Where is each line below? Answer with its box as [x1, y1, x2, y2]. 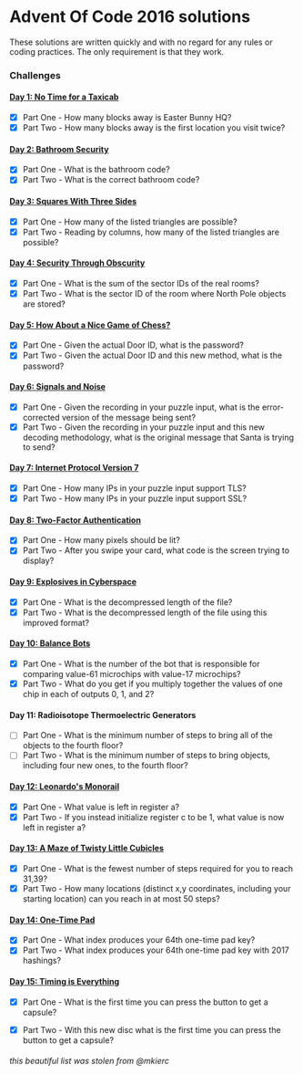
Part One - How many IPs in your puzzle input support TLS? [22, 483, 247, 494]
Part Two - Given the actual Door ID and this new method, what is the [22, 350, 283, 361]
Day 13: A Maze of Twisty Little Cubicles [9, 842, 164, 854]
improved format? [22, 617, 89, 628]
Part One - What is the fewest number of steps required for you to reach [22, 863, 294, 873]
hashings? [22, 955, 62, 966]
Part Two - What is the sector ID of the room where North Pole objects [22, 288, 287, 299]
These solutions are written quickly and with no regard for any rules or [9, 37, 273, 47]
